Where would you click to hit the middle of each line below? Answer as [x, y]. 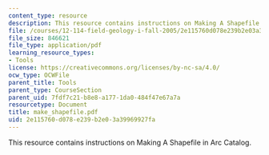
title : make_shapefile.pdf [53, 113]
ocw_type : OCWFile [39, 75]
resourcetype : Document [48, 105]
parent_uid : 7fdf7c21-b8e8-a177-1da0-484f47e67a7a [94, 97]
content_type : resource [48, 16]
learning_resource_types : [51, 53]
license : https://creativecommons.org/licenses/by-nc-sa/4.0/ [114, 68]
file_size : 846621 [39, 38]
